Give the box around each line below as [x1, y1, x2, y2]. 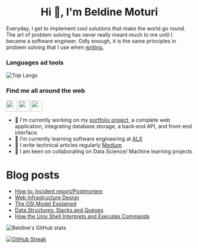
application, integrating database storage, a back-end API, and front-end [14, 122, 192, 129]
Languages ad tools [6, 58, 64, 67]
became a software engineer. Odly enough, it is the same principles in [6, 37, 176, 44]
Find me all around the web [6, 87, 86, 95]
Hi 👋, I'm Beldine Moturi [40, 5, 158, 19]
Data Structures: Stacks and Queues [14, 207, 103, 214]
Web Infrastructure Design [14, 194, 80, 201]
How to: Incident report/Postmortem [14, 188, 103, 195]
